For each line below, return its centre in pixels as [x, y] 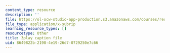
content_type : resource [30, 10]
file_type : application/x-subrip [40, 24]
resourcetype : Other [27, 33]
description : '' [22, 15]
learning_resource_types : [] [36, 29]
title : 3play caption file [34, 38]
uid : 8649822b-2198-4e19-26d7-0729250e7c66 [52, 43]
